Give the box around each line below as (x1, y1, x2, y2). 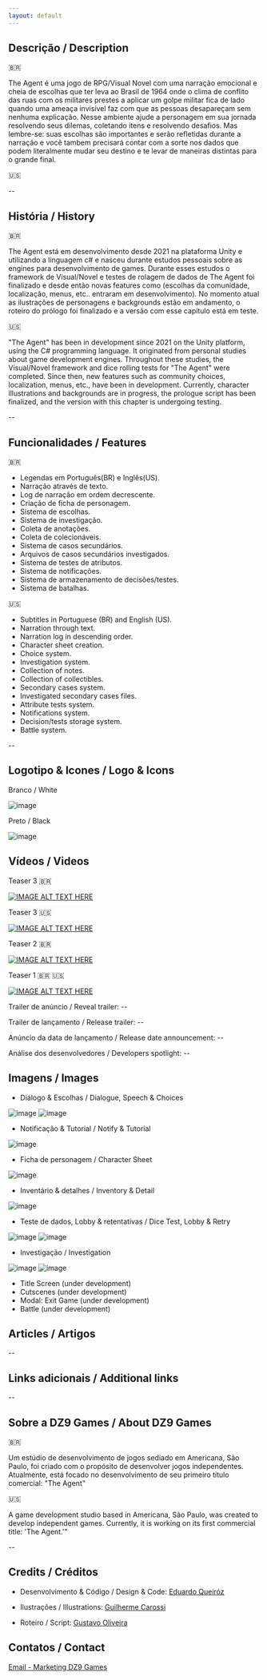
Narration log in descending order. (19, 632, 133, 642)
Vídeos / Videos (8, 854, 90, 868)
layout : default (8, 11, 62, 20)
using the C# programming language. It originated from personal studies (8, 346, 246, 356)
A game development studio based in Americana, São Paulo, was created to (8, 1510, 258, 1519)
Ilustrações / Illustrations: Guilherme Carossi (19, 1602, 166, 1611)
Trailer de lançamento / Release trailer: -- (8, 1017, 144, 1027)
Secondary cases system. (19, 683, 106, 692)
